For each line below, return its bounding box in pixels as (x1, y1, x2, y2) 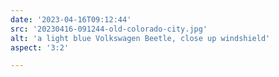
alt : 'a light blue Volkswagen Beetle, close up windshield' (10, 33, 271, 43)
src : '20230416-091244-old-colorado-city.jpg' (10, 24, 208, 34)
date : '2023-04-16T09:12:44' (10, 14, 132, 25)
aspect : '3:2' (10, 42, 70, 53)
